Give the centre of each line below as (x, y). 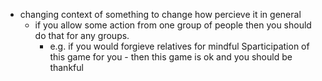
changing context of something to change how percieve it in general (160, 14)
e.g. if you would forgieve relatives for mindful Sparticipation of (179, 46)
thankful (66, 67)
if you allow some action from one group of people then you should (173, 25)
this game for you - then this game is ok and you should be (171, 57)
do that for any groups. (82, 35)
